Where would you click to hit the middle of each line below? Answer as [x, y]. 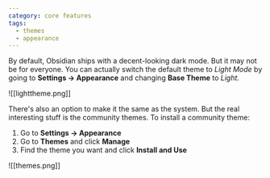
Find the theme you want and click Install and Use [104, 150]
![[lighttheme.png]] [39, 94]
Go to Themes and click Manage [75, 142]
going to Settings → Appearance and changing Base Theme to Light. [124, 78]
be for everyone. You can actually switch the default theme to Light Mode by [135, 70]
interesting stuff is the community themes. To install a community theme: [129, 118]
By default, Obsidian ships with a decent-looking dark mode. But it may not [133, 61]
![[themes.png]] [34, 166]
